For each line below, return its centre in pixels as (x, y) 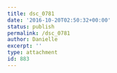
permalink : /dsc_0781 (39, 33)
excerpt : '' (25, 46)
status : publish (31, 26)
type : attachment (33, 53)
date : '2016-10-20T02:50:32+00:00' (59, 20)
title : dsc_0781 (31, 14)
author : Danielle (33, 40)
